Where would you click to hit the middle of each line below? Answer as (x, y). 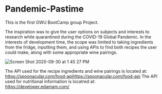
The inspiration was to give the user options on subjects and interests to (77, 31)
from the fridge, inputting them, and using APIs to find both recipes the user (81, 47)
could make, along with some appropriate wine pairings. (61, 52)
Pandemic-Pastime (45, 9)
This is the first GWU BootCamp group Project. (52, 22)
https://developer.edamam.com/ (37, 86)
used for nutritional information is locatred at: (50, 81)
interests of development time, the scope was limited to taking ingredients (79, 42)
